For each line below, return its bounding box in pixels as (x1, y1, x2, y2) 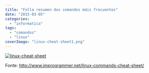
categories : (5, 16, 30, 21)
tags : (5, 26, 16, 31)
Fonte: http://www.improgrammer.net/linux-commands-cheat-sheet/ (5, 62, 145, 68)
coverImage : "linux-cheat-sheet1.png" (5, 39, 85, 44)
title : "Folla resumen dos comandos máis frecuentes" (5, 7, 118, 12)
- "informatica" (9, 21, 43, 26)
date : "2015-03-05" (5, 12, 45, 17)
